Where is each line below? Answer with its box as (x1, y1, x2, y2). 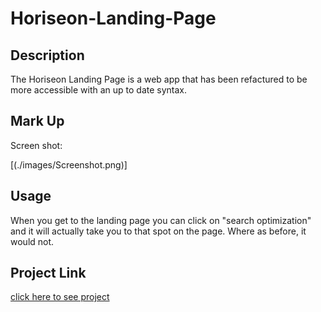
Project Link (10, 265, 87, 282)
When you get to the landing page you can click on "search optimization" (10, 214, 312, 226)
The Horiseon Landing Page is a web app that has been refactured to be (10, 73, 308, 85)
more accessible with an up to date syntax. (10, 84, 188, 96)
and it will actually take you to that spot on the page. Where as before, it (10, 225, 307, 237)
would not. (10, 235, 55, 247)
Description (10, 47, 85, 64)
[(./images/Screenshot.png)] (10, 158, 128, 171)
